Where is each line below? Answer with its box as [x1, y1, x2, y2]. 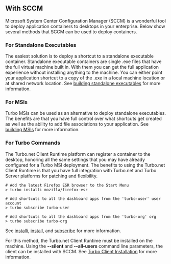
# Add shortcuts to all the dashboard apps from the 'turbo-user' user [5, 196, 161, 201]
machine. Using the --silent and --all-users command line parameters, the [5, 243, 163, 249]
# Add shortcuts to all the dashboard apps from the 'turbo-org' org [5, 214, 157, 219]
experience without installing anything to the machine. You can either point [5, 69, 163, 76]
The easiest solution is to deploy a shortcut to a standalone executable [5, 53, 154, 59]
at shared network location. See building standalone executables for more [5, 80, 161, 87]
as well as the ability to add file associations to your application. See [5, 121, 149, 127]
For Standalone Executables [5, 41, 77, 48]
